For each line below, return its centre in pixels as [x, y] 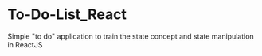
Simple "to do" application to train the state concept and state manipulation [131, 36]
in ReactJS [25, 44]
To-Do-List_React [67, 15]
